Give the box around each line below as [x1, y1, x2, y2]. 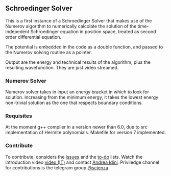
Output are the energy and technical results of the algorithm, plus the [5, 59, 151, 65]
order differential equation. [5, 34, 62, 40]
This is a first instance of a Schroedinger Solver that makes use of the [5, 17, 152, 23]
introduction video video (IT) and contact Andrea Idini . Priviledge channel [5, 159, 160, 165]
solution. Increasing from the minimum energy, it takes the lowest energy [5, 94, 159, 100]
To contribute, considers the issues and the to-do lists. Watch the [5, 154, 143, 160]
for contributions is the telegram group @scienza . [5, 164, 110, 170]
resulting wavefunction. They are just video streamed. [5, 64, 119, 70]
